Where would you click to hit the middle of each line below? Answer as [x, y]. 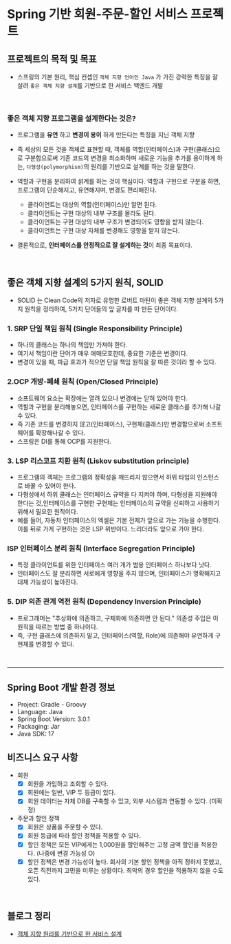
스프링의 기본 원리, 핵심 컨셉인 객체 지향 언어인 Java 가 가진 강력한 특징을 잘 [118, 77]
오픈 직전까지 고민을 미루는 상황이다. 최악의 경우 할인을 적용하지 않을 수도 [125, 870]
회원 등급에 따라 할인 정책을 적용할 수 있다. [84, 836]
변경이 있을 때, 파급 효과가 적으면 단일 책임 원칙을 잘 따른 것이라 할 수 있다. [117, 362]
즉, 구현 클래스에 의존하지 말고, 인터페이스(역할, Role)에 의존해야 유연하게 [115, 635]
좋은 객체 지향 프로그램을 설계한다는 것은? [71, 118]
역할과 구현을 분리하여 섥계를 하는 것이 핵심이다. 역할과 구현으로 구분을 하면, [119, 181]
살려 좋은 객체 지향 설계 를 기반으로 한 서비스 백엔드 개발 [90, 86]
